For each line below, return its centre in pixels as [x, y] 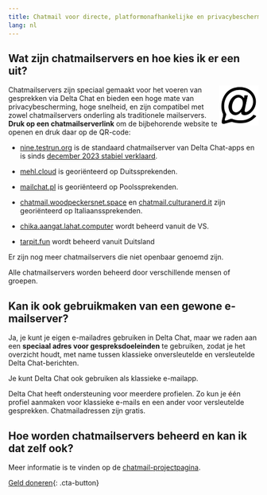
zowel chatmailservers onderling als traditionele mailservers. [107, 115]
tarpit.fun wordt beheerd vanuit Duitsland [87, 242]
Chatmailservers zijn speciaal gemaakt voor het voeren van [105, 90]
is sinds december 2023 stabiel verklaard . [89, 156]
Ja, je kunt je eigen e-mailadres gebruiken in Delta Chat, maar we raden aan [132, 337]
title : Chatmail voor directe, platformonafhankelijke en [106, 17]
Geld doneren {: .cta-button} [54, 482]
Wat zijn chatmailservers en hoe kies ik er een [124, 58]
